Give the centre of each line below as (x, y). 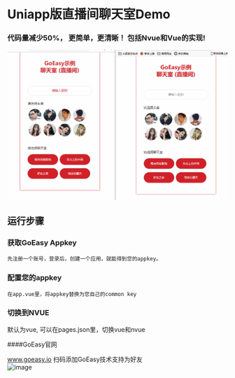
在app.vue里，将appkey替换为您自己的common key (72, 294)
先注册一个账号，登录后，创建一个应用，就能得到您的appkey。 (85, 259)
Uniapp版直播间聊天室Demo (89, 14)
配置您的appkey (34, 278)
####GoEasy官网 (32, 344)
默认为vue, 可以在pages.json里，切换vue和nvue (76, 329)
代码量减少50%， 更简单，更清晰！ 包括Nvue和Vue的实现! (106, 38)
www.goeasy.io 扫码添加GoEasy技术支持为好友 (75, 359)
